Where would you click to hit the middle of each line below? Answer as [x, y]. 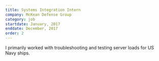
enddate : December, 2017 [32, 29]
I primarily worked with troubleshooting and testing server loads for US [80, 48]
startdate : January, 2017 [33, 24]
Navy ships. [18, 53]
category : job [20, 19]
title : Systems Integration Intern [43, 10]
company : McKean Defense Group [38, 15]
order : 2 [15, 33]
